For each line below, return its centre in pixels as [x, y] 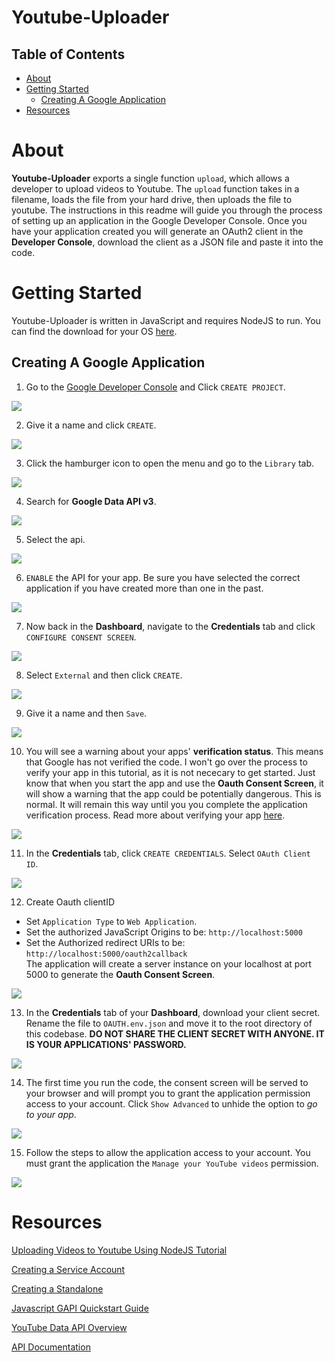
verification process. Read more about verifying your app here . [155, 815]
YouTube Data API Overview [69, 1327]
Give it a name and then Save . [86, 713]
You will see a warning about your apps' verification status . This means [174, 751]
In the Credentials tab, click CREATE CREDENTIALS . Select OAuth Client [168, 853]
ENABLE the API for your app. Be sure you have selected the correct [163, 577]
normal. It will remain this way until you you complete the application [166, 804]
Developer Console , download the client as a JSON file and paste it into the [167, 242]
